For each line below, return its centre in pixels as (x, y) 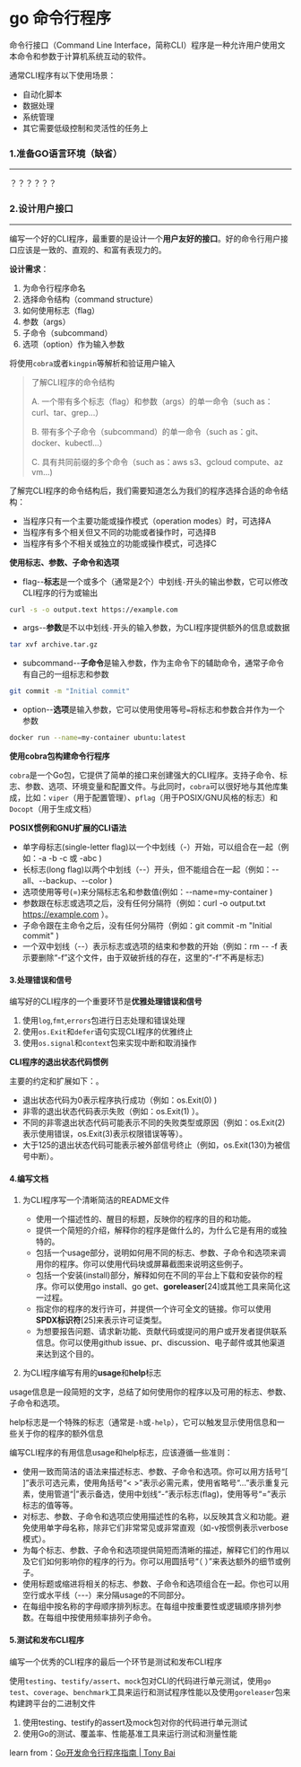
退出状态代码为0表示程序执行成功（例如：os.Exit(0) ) (120, 1100)
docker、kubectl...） (69, 443)
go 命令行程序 (60, 18)
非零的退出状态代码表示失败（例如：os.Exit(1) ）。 (113, 1112)
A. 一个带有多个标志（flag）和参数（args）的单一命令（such (143, 401)
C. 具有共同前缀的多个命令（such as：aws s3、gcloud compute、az (157, 462)
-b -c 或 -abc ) (76, 858)
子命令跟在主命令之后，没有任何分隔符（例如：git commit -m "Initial (147, 926)
